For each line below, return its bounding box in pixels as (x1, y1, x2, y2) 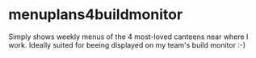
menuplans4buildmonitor (8, 6, 183, 24)
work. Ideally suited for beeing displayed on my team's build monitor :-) (8, 40, 246, 49)
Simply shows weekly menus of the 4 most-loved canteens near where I (8, 32, 249, 41)
